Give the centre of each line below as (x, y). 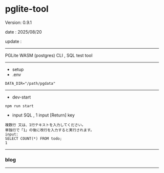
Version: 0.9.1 (19, 22)
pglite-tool (27, 9)
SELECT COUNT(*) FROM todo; (34, 138)
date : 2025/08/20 (24, 32)
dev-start (21, 97)
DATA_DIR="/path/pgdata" (30, 83)
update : (13, 41)
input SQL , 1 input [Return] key (43, 115)
